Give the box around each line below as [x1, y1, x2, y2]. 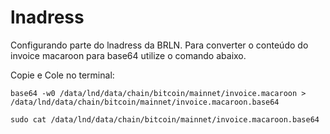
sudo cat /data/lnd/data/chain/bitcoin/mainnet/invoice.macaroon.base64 [10, 114, 320, 125]
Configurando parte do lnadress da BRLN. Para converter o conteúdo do [10, 39, 309, 51]
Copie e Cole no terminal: [10, 69, 115, 81]
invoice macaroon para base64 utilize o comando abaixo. [10, 49, 247, 61]
